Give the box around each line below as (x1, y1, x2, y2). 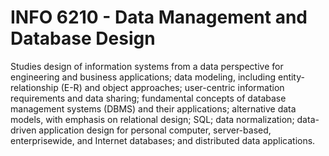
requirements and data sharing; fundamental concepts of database (10, 92, 287, 104)
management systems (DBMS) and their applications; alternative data (10, 102, 297, 115)
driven (10, 124, 37, 136)
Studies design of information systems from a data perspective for (10, 60, 284, 72)
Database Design (10, 27, 156, 50)
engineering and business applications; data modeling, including (10, 71, 277, 83)
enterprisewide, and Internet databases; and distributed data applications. (10, 134, 316, 146)
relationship (10, 81, 59, 93)
